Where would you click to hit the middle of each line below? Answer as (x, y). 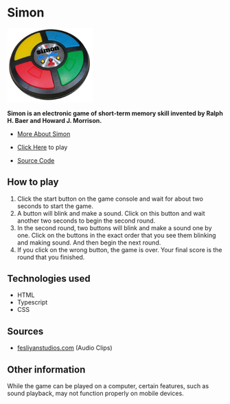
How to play (33, 182)
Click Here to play (42, 147)
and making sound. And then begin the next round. (89, 243)
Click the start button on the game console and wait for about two (110, 199)
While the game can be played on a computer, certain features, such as (108, 386)
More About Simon (44, 134)
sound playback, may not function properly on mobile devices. (95, 394)
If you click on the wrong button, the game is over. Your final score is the (119, 249)
